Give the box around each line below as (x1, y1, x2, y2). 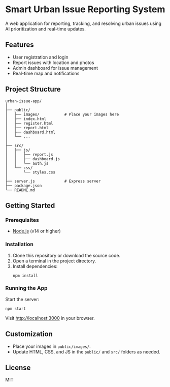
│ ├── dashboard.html (5, 130, 56, 135)
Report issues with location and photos (12, 59, 94, 66)
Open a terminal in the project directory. (12, 258, 96, 264)
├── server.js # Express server (5, 178, 101, 184)
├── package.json (5, 183, 42, 188)
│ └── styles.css (5, 169, 56, 175)
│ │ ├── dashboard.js (5, 156, 60, 161)
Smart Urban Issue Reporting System (5, 4, 165, 15)
